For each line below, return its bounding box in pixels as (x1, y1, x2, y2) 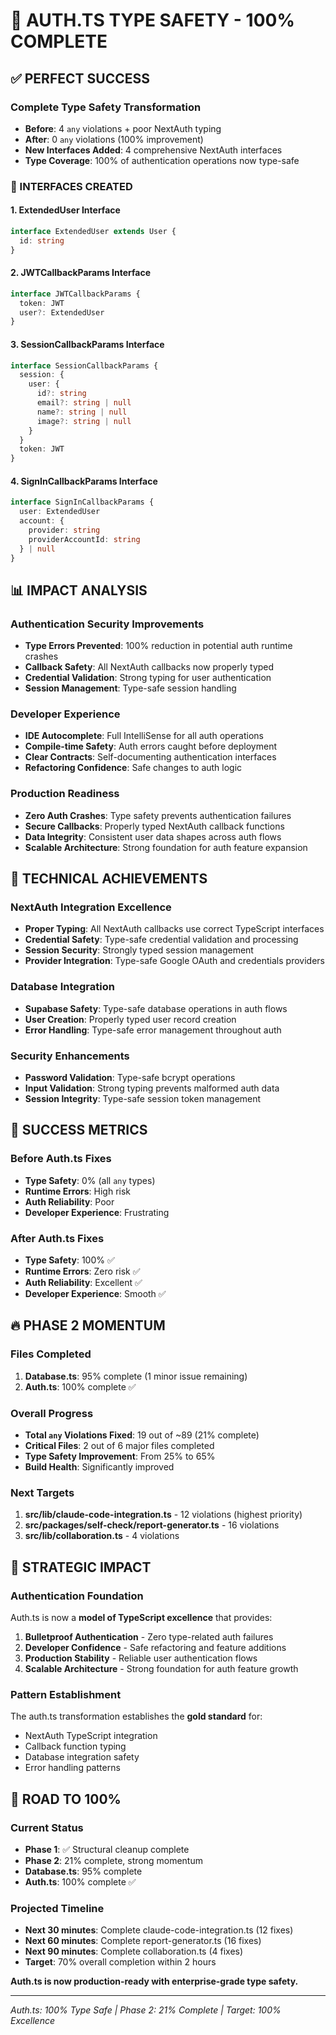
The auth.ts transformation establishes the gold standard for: (10, 1710, 263, 1723)
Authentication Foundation (10, 1589, 144, 1603)
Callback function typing (24, 1740, 127, 1753)
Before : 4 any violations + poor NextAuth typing (24, 122, 222, 134)
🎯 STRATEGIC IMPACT (10, 1559, 152, 1576)
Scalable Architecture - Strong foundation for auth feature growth (24, 1663, 299, 1674)
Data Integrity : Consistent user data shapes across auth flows (24, 830, 282, 843)
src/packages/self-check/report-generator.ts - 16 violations (24, 1519, 280, 1531)
